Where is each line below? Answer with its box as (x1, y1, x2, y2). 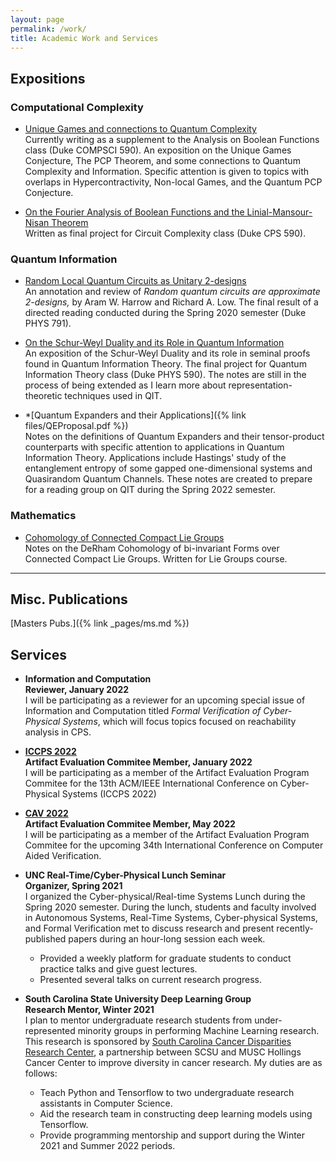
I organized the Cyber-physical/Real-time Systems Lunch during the (24, 891, 306, 903)
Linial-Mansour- (246, 206, 313, 218)
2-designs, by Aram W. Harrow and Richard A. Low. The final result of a (24, 296, 319, 308)
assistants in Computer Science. (39, 1097, 173, 1110)
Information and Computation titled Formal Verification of (24, 705, 262, 717)
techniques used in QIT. (64, 390, 163, 402)
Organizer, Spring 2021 (24, 880, 123, 892)
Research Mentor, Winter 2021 (24, 1004, 155, 1016)
